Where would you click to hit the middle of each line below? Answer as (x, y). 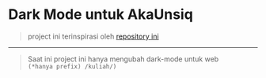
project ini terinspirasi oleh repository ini (93, 36)
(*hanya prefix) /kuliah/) (72, 66)
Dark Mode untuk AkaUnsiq (101, 15)
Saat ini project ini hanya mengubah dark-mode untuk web (123, 59)
